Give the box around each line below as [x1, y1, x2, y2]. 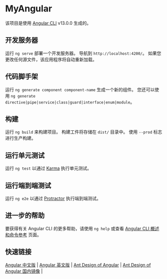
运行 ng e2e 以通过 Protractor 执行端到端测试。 [5, 195, 101, 201]
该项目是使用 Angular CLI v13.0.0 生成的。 [5, 20, 91, 26]
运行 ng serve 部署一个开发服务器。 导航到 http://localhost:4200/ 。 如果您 [5, 50, 162, 56]
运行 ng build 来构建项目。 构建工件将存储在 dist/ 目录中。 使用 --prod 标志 [5, 129, 163, 135]
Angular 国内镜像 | [5, 268, 43, 274]
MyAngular [5, 3, 52, 14]
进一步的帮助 [5, 211, 45, 220]
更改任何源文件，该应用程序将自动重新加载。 [5, 56, 97, 62]
